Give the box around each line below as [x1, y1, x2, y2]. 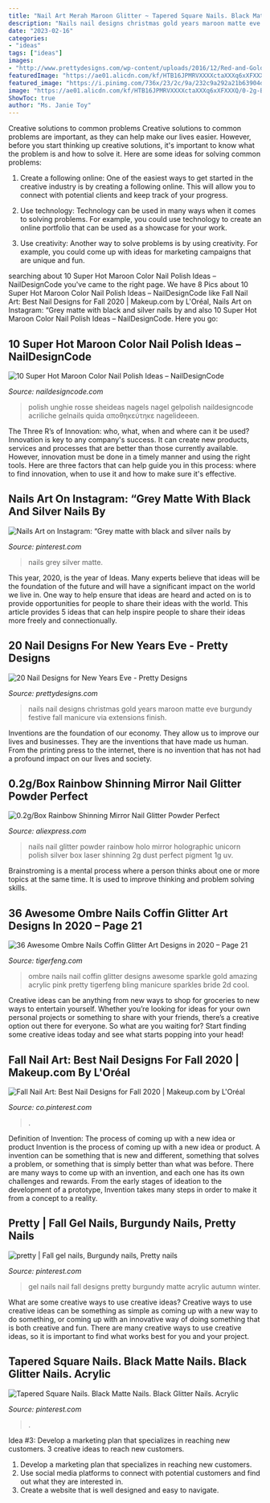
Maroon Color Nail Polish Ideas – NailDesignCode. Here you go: [8, 314, 219, 324]
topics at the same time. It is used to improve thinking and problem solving [8, 874, 255, 884]
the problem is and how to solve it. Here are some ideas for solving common [8, 149, 261, 159]
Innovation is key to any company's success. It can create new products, [8, 435, 249, 444]
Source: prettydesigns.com [8, 688, 98, 698]
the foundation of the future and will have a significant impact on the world [8, 581, 256, 591]
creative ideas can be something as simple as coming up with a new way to [8, 1305, 259, 1315]
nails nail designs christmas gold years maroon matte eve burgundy [27, 704, 252, 714]
